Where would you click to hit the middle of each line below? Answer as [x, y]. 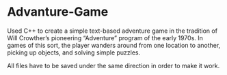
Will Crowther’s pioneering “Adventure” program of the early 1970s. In [105, 37]
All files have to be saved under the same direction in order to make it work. [113, 65]
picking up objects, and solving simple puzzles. [74, 52]
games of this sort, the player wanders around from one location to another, [114, 45]
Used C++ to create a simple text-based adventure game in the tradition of [112, 31]
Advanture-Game [58, 12]
